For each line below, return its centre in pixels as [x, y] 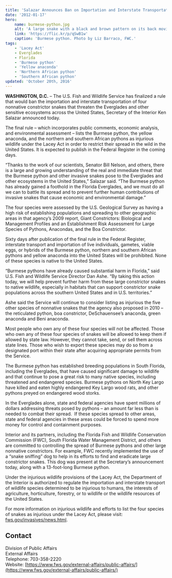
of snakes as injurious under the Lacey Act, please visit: [64, 514]
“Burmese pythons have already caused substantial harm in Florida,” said [82, 271]
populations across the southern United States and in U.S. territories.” [79, 292]
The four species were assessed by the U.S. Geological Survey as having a [84, 207]
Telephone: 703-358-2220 [33, 559]
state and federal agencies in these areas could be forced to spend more [82, 419]
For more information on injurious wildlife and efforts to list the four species [85, 509]
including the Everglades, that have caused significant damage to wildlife [82, 371]
